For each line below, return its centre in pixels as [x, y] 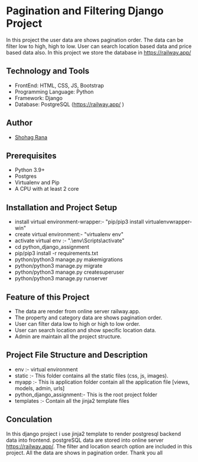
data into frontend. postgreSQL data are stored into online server [85, 440]
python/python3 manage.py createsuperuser [69, 272]
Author [19, 123]
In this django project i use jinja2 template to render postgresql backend [94, 434]
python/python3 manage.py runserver [61, 278]
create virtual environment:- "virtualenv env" [69, 235]
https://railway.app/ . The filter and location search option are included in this [99, 446]
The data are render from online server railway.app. [77, 311]
